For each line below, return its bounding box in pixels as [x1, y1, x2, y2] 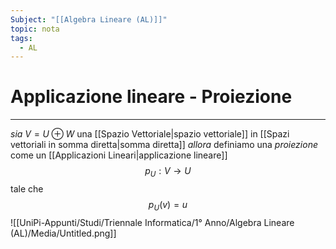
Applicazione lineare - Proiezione [10, 86, 293, 108]
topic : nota [10, 24, 60, 34]
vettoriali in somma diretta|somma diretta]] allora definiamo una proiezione [10, 139, 318, 151]
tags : [10, 33, 33, 43]
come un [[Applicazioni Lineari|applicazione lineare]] [10, 149, 228, 161]
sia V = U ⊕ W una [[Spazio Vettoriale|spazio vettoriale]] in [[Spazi [10, 128, 290, 140]
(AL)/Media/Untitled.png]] [10, 227, 117, 239]
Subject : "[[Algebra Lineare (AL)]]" [10, 14, 168, 25]
